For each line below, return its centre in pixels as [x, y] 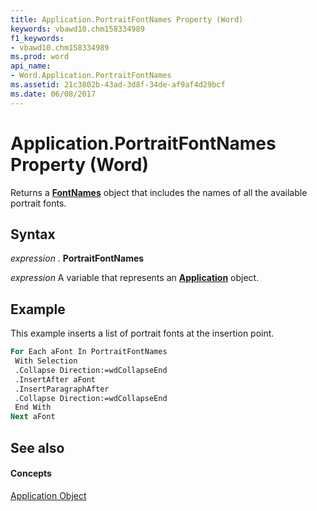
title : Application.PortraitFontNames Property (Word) [127, 19]
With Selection [46, 361]
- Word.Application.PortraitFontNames [91, 76]
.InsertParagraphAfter [62, 389]
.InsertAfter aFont [55, 379]
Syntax [33, 234]
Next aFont [33, 417]
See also [37, 447]
